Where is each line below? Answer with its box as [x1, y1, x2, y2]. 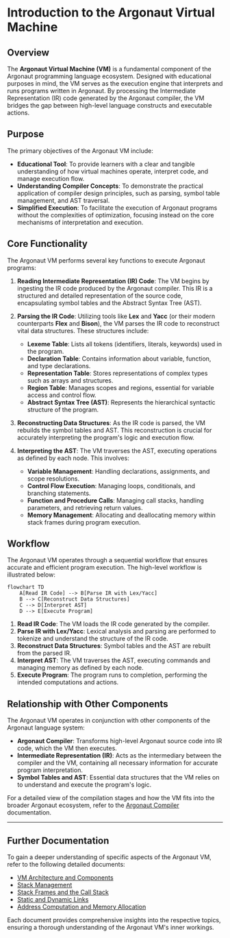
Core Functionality [7, 238, 88, 250]
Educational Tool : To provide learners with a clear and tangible [16, 160, 195, 168]
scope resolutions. [27, 474, 80, 483]
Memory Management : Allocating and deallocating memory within [27, 511, 216, 519]
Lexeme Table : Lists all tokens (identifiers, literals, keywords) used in [27, 339, 222, 348]
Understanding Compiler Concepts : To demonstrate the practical [16, 182, 203, 190]
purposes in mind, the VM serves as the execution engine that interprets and [7, 80, 223, 87]
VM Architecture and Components [16, 874, 114, 882]
